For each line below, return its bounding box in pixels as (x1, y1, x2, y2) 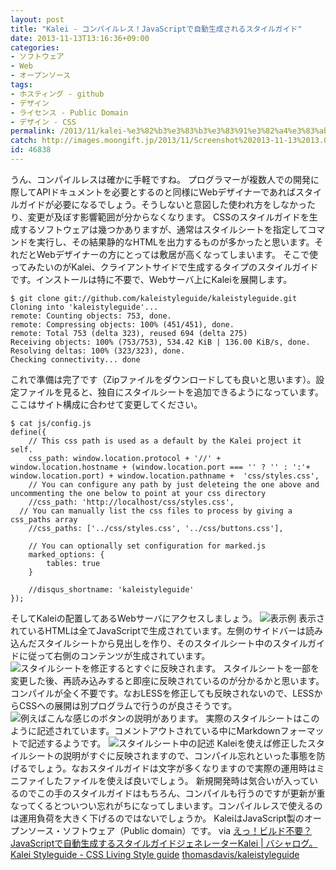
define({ (10, 427, 47, 437)
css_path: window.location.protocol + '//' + (28, 453, 222, 463)
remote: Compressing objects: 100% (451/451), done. (10, 319, 235, 330)
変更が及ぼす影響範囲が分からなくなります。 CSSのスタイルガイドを (27, 211, 310, 223)
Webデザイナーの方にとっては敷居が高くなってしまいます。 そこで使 (36, 248, 318, 260)
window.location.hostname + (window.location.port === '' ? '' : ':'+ (10, 462, 311, 472)
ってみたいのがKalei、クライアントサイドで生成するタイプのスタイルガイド (10, 261, 319, 273)
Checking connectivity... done (10, 354, 141, 365)
